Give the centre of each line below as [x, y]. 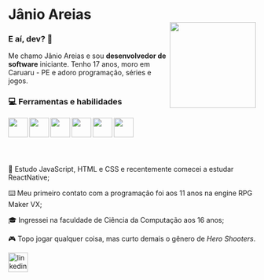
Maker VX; [25, 204]
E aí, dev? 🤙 [30, 39]
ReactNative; [29, 177]
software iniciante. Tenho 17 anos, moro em [79, 64]
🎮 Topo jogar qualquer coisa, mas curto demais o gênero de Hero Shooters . [132, 238]
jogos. [18, 81]
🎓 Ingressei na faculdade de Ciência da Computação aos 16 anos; [116, 220]
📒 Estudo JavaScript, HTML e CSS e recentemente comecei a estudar [121, 169]
